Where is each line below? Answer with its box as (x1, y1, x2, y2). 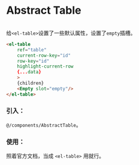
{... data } (17, 69, 42, 75)
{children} (17, 80, 44, 87)
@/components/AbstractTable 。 (6, 121, 82, 129)
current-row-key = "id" (17, 52, 71, 59)
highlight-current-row (17, 63, 74, 69)
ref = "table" (17, 47, 47, 53)
